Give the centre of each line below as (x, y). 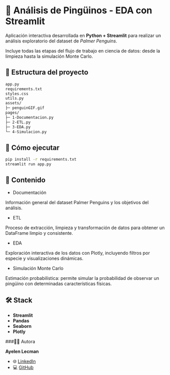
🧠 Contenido (26, 180)
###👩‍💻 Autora (20, 341)
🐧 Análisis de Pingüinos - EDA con (79, 10)
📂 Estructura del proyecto (47, 72)
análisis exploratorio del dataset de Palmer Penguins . (61, 41)
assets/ (14, 103)
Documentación (29, 192)
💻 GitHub (23, 367)
